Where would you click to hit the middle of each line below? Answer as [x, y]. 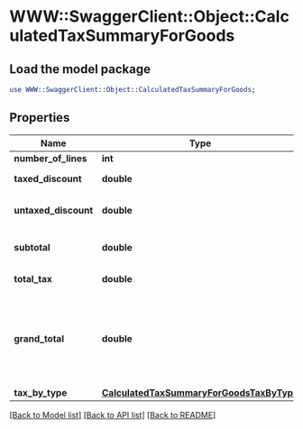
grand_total [39, 338]
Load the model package [80, 69]
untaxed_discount [54, 210]
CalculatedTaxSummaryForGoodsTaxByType [201, 392]
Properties [40, 118]
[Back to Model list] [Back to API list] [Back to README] [113, 415]
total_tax [33, 278]
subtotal [32, 247]
